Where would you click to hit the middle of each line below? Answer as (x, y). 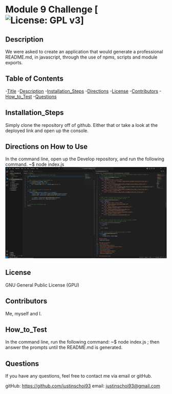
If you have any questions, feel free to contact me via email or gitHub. (79, 376)
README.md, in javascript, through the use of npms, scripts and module (81, 57)
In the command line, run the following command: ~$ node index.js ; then (82, 342)
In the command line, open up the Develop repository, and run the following (85, 159)
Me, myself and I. (24, 313)
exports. (14, 62)
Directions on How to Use (47, 147)
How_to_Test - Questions (31, 97)
